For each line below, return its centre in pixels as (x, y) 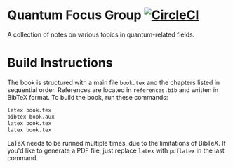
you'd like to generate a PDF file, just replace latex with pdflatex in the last (116, 150)
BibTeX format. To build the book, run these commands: (88, 97)
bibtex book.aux (31, 117)
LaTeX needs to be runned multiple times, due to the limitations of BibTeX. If (116, 143)
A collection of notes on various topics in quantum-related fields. (101, 34)
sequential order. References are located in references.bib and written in (113, 90)
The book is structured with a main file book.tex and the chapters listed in (114, 82)
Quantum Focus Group (74, 15)
